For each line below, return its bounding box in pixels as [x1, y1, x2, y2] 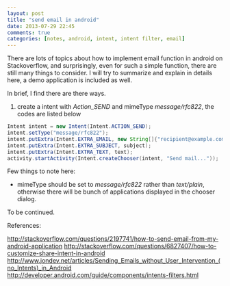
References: [7, 222, 41, 230]
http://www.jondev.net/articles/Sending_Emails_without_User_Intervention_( [7, 257, 221, 265]
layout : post [7, 10, 44, 17]
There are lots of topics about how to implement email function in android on [7, 54, 223, 62]
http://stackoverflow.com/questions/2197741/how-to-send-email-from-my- [7, 235, 219, 243]
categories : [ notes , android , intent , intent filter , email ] [7, 36, 186, 42]
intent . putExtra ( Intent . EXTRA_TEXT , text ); [7, 148, 133, 155]
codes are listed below [16, 110, 81, 118]
